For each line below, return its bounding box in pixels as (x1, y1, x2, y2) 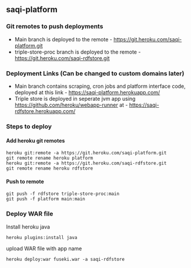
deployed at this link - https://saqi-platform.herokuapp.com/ (14, 88, 160, 96)
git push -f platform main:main (6, 196, 85, 202)
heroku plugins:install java (6, 234, 78, 240)
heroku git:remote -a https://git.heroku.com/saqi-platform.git (6, 150, 167, 156)
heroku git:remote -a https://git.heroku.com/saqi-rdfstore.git (6, 160, 167, 167)
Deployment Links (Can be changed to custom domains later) (6, 69, 185, 77)
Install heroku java (6, 223, 51, 230)
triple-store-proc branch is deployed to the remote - (14, 48, 141, 55)
